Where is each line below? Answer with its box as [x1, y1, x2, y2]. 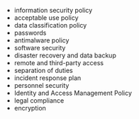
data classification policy [13, 21, 87, 29]
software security [13, 44, 66, 52]
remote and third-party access [13, 59, 104, 67]
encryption [13, 104, 46, 112]
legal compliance [13, 96, 65, 105]
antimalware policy [13, 36, 69, 45]
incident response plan [13, 74, 82, 82]
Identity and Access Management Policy [13, 89, 133, 97]
